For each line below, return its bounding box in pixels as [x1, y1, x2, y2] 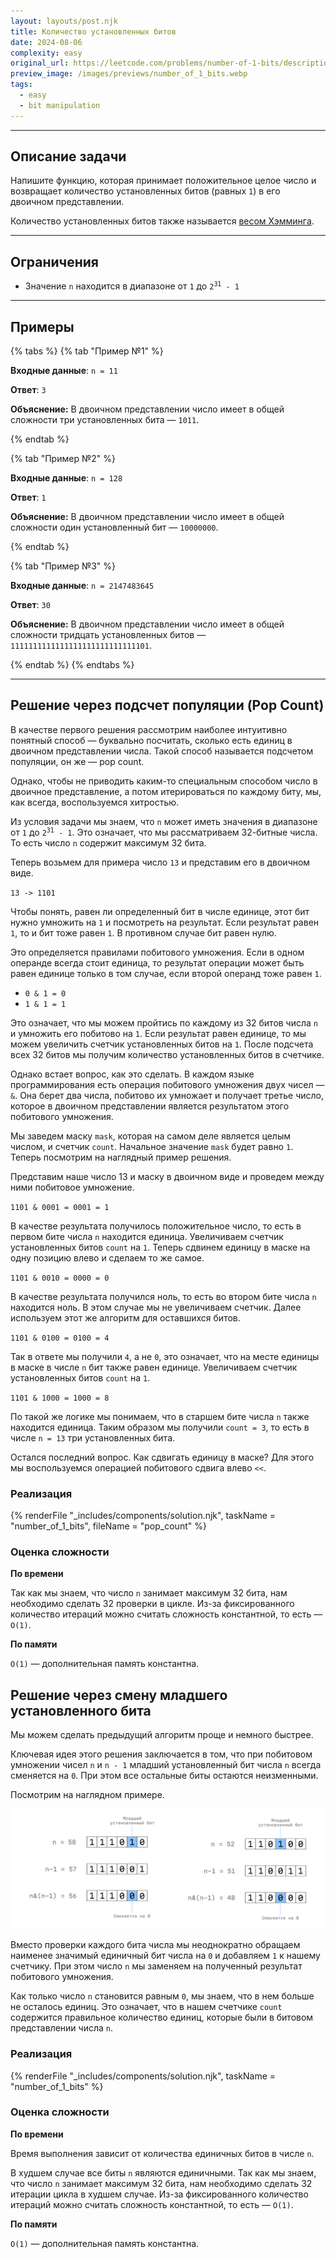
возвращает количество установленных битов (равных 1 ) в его [10, 185, 281, 197]
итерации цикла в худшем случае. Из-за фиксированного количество [10, 2188, 309, 2200]
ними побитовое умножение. [10, 1181, 135, 1193]
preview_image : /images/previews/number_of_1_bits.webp [10, 69, 248, 79]
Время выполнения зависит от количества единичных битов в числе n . [10, 2147, 315, 2159]
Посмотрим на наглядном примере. [10, 1789, 165, 1801]
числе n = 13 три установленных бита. [10, 1431, 176, 1444]
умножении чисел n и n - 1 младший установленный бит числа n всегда [10, 1759, 322, 1771]
